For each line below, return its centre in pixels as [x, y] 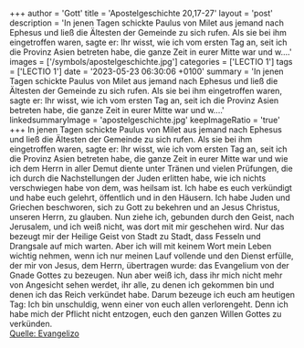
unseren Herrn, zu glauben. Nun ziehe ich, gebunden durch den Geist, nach [152, 217]
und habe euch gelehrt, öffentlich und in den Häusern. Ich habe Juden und [150, 197]
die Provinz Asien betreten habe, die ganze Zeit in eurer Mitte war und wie [149, 158]
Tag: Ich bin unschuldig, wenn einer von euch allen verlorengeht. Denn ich [149, 304]
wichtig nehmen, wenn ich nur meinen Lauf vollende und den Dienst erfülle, [152, 256]
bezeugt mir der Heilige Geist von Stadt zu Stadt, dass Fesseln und [136, 236]
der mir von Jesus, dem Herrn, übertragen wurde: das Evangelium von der [149, 265]
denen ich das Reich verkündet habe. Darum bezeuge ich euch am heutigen [152, 295]
